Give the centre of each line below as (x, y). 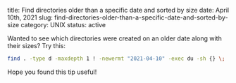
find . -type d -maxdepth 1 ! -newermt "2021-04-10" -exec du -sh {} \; (116, 59)
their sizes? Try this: (36, 46)
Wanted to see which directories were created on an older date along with (114, 38)
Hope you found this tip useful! (52, 72)
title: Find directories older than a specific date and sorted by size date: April (118, 10)
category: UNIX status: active (63, 25)
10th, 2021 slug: (30, 17)
